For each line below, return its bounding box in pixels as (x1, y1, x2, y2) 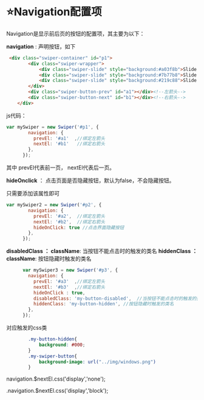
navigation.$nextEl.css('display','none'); (6, 375, 106, 382)
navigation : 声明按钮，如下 (6, 42, 76, 50)
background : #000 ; (38, 342, 86, 348)
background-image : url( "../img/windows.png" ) (38, 359, 156, 365)
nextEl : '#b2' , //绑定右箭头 (33, 219, 105, 225)
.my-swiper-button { (28, 353, 78, 359)
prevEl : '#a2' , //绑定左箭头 (33, 213, 105, 219)
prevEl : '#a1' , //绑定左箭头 (33, 135, 105, 141)
